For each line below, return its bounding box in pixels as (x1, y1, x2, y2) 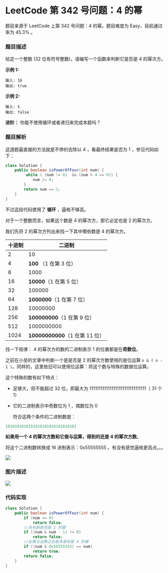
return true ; (32, 548, 60, 554)
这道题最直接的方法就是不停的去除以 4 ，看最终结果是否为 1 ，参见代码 (5, 146, 155, 152)
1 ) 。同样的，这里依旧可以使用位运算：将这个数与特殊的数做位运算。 (5, 363, 152, 369)
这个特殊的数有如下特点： (5, 374, 59, 380)
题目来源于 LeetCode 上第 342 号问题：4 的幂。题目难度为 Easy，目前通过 (5, 23, 163, 29)
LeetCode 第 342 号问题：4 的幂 (5, 5, 142, 16)
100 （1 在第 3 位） (28, 260, 76, 267)
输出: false (5, 110, 29, 115)
